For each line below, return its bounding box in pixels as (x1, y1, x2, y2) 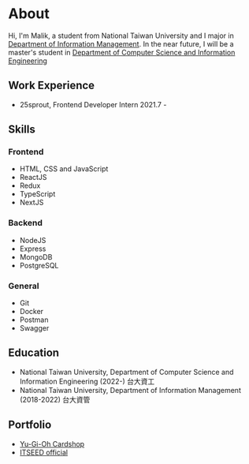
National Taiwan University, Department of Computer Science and (19, 367, 234, 376)
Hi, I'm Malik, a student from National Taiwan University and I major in (8, 31, 234, 40)
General (8, 280, 39, 291)
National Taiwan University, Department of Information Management (19, 385, 242, 395)
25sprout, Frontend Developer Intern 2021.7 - (19, 99, 167, 109)
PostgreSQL (19, 260, 59, 270)
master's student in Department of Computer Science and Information (8, 47, 236, 57)
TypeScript (19, 189, 56, 199)
